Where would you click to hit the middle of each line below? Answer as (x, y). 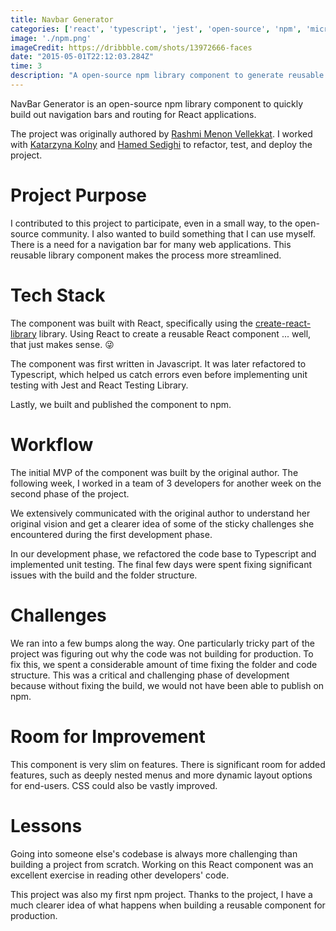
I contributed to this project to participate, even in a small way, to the (151, 223)
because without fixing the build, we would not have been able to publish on (167, 685)
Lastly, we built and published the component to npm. (121, 404)
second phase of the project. (70, 493)
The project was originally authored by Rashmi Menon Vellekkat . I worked (161, 133)
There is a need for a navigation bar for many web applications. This (151, 244)
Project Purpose (79, 195)
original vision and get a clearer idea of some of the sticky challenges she (162, 523)
